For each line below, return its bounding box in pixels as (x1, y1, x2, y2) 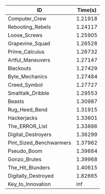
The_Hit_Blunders (8, 164, 50, 171)
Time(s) (77, 7, 97, 13)
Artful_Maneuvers (8, 57, 51, 63)
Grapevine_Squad (8, 40, 51, 47)
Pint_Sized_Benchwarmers (8, 140, 72, 146)
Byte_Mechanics (8, 73, 48, 80)
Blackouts (8, 65, 31, 72)
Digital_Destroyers (8, 131, 52, 138)
